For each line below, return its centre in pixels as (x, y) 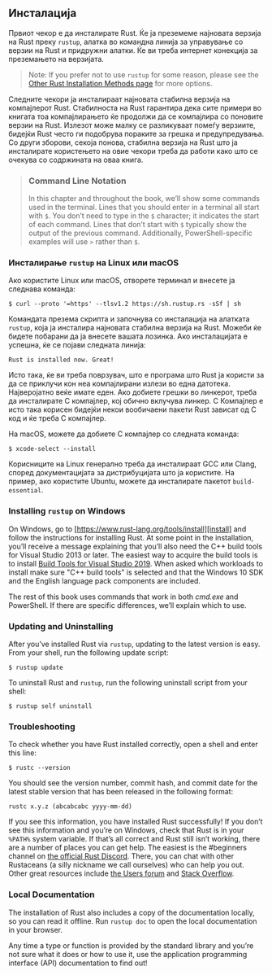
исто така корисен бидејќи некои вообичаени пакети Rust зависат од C (133, 409)
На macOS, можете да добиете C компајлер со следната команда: (124, 434)
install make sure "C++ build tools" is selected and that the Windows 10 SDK (136, 572)
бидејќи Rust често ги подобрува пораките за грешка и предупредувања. (136, 133)
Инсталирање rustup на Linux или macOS (94, 263)
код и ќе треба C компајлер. (58, 418)
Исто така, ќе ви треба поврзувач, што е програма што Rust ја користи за (136, 375)
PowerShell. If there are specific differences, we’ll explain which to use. (127, 605)
